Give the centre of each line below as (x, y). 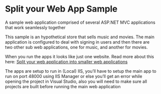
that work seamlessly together (35, 27)
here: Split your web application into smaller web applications (66, 62)
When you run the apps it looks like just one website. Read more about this (80, 56)
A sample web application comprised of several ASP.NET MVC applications (80, 22)
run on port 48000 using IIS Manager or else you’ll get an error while (74, 76)
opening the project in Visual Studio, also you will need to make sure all (76, 81)
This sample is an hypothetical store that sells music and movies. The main (80, 37)
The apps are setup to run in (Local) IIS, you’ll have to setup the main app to (81, 71)
